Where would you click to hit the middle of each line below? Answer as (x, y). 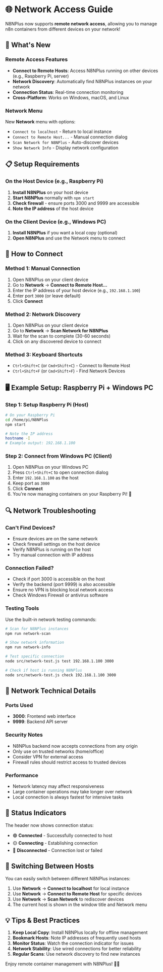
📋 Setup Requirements (42, 164)
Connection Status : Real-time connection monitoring (68, 92)
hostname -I (18, 438)
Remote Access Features (37, 59)
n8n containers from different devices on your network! (63, 29)
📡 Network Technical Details (51, 691)
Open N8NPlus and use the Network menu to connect (69, 238)
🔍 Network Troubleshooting (50, 511)
